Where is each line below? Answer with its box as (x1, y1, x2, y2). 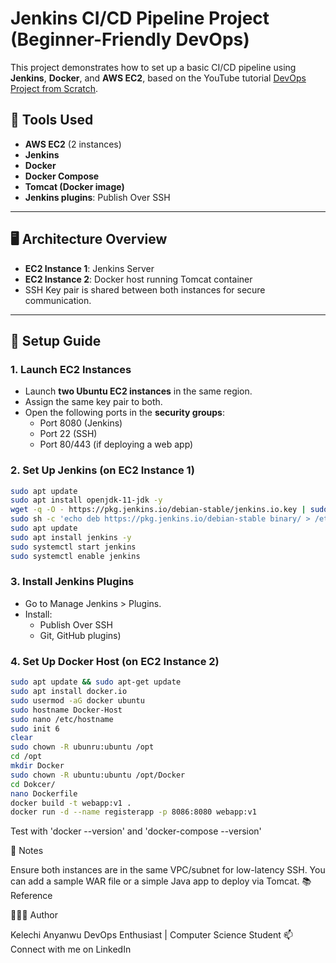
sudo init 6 (10, 723, 60, 734)
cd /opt (10, 752, 43, 762)
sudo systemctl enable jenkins (10, 551, 141, 561)
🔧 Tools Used (10, 112, 94, 129)
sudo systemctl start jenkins (10, 542, 137, 552)
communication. (24, 294, 92, 306)
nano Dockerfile (10, 788, 78, 799)
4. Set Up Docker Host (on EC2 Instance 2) (10, 654, 220, 668)
